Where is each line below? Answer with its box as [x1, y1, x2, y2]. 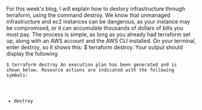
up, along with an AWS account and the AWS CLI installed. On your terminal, [6, 37, 197, 44]
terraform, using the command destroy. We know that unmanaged [6, 11, 171, 19]
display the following [6, 50, 58, 57]
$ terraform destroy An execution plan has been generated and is [6, 62, 177, 68]
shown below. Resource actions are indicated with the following [6, 67, 174, 73]
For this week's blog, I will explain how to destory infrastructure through [6, 5, 186, 12]
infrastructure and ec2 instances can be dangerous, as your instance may [6, 18, 191, 25]
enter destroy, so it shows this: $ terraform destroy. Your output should [6, 44, 183, 51]
